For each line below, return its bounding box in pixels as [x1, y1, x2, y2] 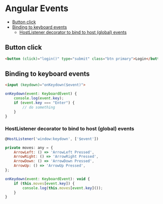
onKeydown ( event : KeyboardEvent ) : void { [5, 176, 90, 181]
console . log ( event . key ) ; [14, 96, 64, 101]
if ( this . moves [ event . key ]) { [14, 181, 75, 186]
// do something [22, 105, 55, 110]
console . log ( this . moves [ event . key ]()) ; [22, 186, 103, 190]
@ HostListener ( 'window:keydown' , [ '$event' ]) [5, 136, 98, 141]
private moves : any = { [5, 145, 53, 150]
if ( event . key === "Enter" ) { [14, 101, 75, 105]
